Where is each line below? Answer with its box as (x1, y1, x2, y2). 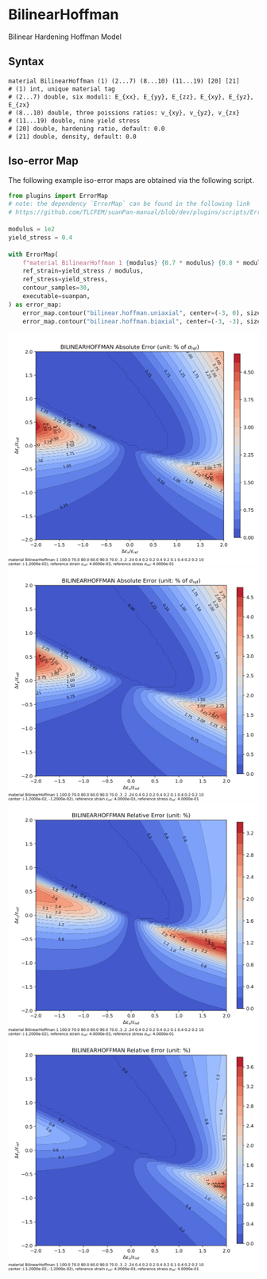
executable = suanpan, (22, 293, 91, 300)
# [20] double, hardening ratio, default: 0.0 (8, 125, 165, 133)
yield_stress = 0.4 (8, 233, 73, 242)
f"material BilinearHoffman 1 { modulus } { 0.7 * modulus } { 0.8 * (22, 258, 240, 267)
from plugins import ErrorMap (8, 192, 109, 200)
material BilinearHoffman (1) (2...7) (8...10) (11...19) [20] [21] (8, 77, 240, 85)
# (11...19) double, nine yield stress (8, 117, 141, 125)
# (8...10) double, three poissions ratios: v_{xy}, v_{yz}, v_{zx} (8, 109, 240, 117)
